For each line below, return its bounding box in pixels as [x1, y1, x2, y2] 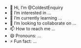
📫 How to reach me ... [9, 26, 55, 31]
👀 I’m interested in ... [9, 10, 52, 16]
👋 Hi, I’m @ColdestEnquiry [9, 5, 63, 10]
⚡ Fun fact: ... [9, 38, 37, 44]
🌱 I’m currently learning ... [9, 15, 62, 21]
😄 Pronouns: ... [9, 33, 42, 39]
